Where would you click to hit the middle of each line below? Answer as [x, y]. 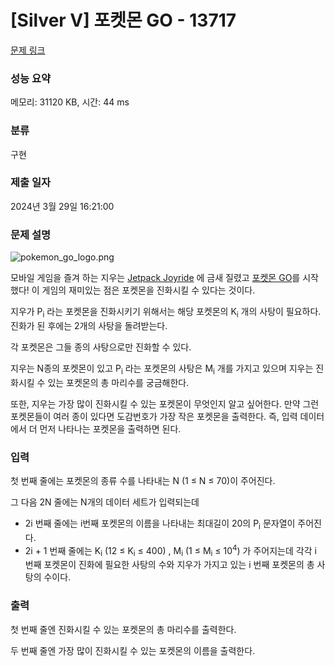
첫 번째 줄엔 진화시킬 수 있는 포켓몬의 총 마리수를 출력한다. [123, 629]
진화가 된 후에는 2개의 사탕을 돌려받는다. [89, 325]
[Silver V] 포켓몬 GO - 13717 [123, 20]
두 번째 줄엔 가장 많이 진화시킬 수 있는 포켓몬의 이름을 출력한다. [133, 650]
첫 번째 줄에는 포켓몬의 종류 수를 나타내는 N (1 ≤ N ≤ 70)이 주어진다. [143, 481]
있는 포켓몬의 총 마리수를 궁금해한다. [118, 382]
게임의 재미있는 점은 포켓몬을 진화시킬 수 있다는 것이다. [148, 290]
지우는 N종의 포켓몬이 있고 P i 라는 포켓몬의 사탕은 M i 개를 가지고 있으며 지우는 [162, 369]
